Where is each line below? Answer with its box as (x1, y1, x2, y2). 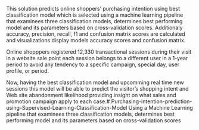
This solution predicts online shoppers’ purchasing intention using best (6, 5, 181, 12)
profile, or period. (6, 67, 49, 74)
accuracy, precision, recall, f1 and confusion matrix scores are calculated (6, 30, 186, 38)
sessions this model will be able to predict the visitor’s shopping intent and (6, 85, 189, 92)
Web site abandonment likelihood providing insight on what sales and (6, 92, 177, 98)
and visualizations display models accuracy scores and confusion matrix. (6, 37, 186, 44)
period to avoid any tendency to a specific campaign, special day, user (6, 61, 180, 68)
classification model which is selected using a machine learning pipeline (6, 11, 184, 18)
